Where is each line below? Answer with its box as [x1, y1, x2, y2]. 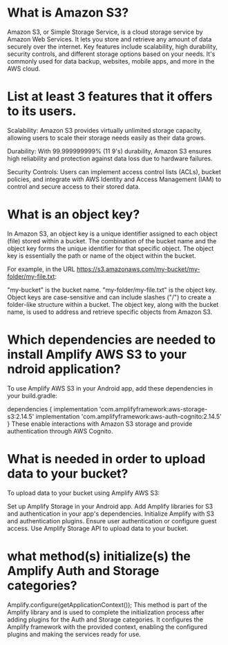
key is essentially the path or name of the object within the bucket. [7, 251, 196, 260]
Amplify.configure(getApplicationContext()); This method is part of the [7, 600, 207, 609]
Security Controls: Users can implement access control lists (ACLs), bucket [7, 167, 221, 176]
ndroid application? [7, 362, 121, 377]
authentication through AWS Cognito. [7, 427, 113, 435]
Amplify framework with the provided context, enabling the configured [7, 622, 207, 630]
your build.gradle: [7, 391, 57, 400]
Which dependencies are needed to [7, 332, 216, 347]
